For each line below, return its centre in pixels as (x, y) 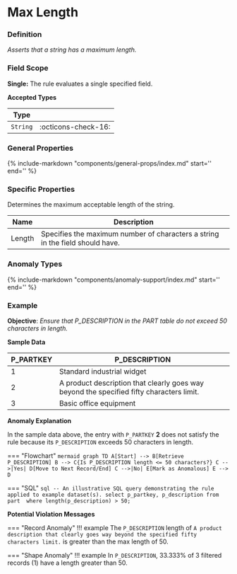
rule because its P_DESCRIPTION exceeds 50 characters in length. (101, 442)
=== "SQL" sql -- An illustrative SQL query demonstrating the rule (111, 488)
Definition (25, 35)
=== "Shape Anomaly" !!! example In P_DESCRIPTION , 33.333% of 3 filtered (115, 555)
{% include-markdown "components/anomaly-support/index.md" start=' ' (114, 280)
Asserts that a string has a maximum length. (72, 50)
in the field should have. (80, 243)
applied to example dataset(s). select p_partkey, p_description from (113, 495)
